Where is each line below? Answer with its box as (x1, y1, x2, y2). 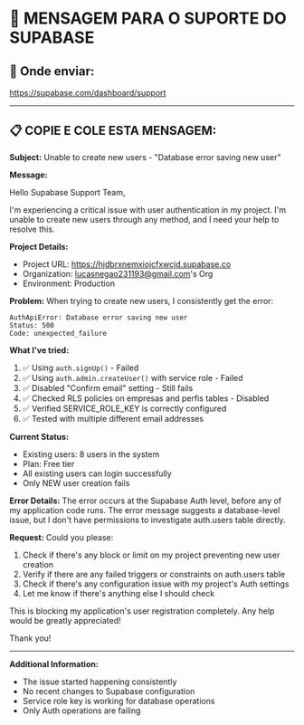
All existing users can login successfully (22, 468, 172, 479)
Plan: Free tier (22, 458, 75, 469)
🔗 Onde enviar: (9, 63, 95, 79)
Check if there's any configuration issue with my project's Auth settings (22, 578, 290, 589)
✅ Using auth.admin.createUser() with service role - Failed (22, 372, 243, 383)
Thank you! (9, 633, 52, 644)
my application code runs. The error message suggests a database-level (9, 504, 280, 515)
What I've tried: (9, 344, 70, 356)
